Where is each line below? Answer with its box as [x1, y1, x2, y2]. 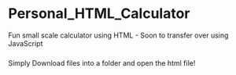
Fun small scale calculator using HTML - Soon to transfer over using [8, 30, 229, 40]
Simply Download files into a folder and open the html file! [8, 58, 196, 67]
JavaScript [8, 38, 43, 48]
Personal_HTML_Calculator [8, 5, 190, 23]
